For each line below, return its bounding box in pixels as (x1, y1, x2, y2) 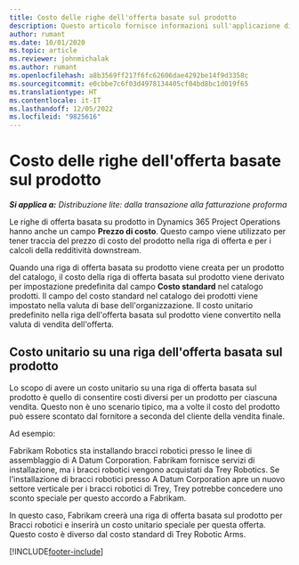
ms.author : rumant (9, 63, 77, 72)
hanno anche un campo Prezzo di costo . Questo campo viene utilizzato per (9, 226, 287, 237)
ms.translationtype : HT (9, 87, 98, 96)
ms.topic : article (9, 46, 77, 55)
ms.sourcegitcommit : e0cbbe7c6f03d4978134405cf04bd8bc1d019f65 (9, 79, 249, 88)
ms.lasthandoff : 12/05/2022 (9, 104, 114, 113)
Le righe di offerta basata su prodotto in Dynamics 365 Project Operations (9, 217, 281, 227)
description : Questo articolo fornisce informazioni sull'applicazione (9, 21, 280, 30)
